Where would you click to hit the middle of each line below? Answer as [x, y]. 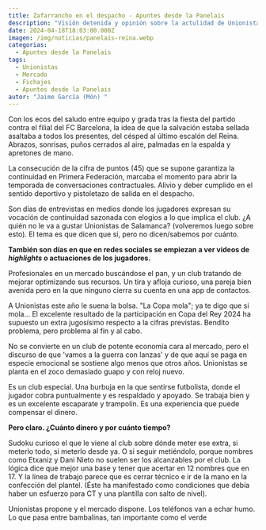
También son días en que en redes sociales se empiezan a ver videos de [129, 250]
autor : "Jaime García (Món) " [58, 97]
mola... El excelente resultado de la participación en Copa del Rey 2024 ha [129, 314]
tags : [17, 60]
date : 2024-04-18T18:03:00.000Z [61, 30]
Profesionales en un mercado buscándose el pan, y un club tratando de [125, 274]
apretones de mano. [41, 153]
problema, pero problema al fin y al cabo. [75, 331]
